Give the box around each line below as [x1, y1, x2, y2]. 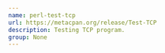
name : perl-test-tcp [8, 11, 77, 19]
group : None [8, 33, 47, 41]
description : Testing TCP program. [8, 26, 126, 34]
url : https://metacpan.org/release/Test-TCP [8, 19, 157, 26]
